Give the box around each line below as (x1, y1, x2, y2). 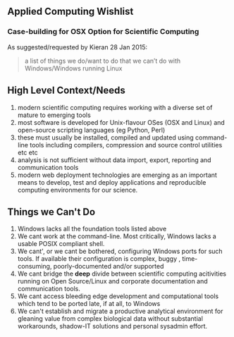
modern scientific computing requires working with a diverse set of (17, 103, 213, 111)
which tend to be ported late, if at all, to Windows (17, 300, 161, 308)
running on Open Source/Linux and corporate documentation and (17, 277, 208, 286)
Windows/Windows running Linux (24, 63, 123, 73)
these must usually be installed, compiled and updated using (17, 133, 194, 142)
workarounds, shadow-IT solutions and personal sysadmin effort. (17, 322, 208, 331)
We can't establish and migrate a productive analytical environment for (17, 307, 223, 316)
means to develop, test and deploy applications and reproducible (17, 178, 207, 186)
